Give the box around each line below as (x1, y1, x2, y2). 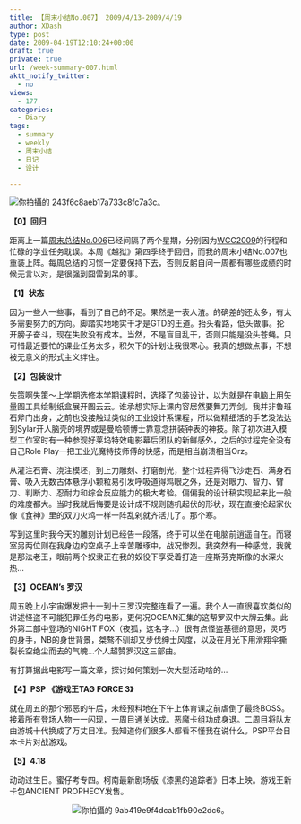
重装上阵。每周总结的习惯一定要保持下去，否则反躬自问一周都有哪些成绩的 (9, 258, 284, 268)
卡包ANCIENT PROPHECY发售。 (9, 786, 129, 797)
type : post (9, 30, 50, 39)
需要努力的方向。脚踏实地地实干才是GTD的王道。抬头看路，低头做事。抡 (16, 318, 285, 329)
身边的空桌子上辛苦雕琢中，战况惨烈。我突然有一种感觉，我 (64, 540, 284, 551)
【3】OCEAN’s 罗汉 (9, 582, 83, 592)
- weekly (17, 138, 50, 147)
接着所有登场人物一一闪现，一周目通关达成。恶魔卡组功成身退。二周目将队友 (9, 714, 292, 725)
